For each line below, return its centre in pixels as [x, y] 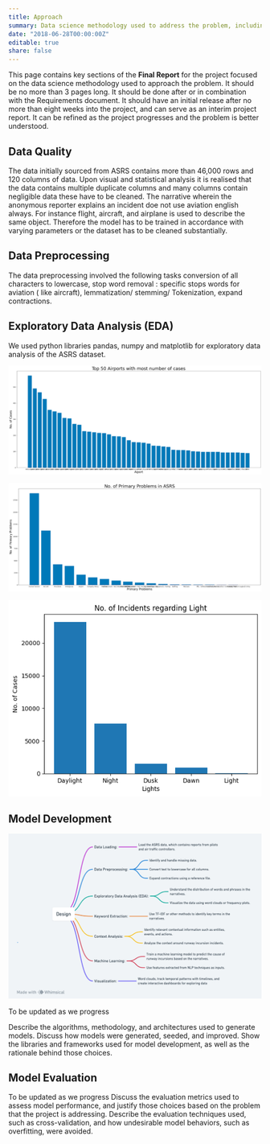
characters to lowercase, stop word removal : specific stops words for [124, 284]
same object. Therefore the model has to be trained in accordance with [126, 222]
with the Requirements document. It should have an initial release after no [130, 101]
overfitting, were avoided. [51, 1131]
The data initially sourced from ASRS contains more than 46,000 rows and [131, 171]
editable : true [34, 43]
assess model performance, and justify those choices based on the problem [135, 1105]
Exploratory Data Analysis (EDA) [91, 326]
